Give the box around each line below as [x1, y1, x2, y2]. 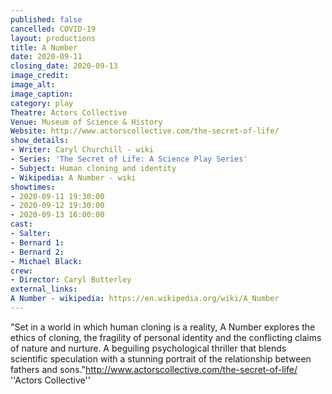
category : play [10, 98, 74, 108]
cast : [10, 219, 33, 230]
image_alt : [10, 80, 56, 90]
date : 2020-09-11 [10, 52, 83, 62]
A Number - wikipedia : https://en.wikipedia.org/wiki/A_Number [10, 294, 280, 304]
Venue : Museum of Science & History [10, 117, 163, 127]
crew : [10, 266, 33, 276]
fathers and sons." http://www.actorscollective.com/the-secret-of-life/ [10, 363, 298, 375]
